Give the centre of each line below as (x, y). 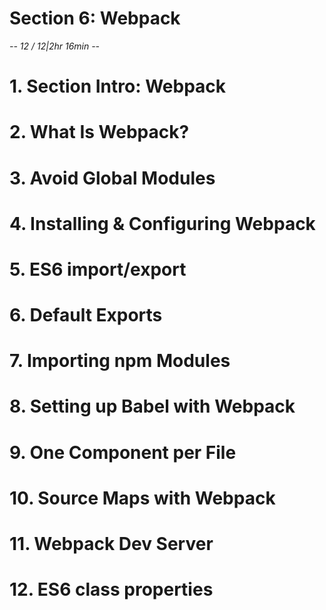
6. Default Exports (86, 315)
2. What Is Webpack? (99, 132)
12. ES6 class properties (111, 589)
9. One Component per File (123, 452)
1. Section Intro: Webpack (118, 86)
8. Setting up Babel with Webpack (152, 406)
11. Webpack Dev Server (111, 544)
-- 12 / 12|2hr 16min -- (55, 46)
